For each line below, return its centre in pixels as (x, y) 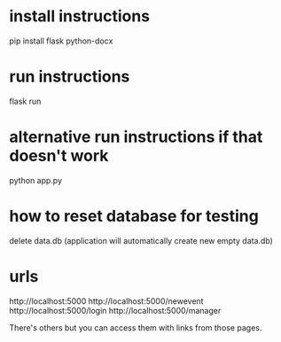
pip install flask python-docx (61, 41)
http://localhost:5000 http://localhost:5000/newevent (106, 301)
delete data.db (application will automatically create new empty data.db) (141, 240)
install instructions (80, 16)
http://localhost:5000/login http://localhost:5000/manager (115, 310)
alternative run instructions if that (136, 137)
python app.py (36, 180)
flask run (25, 101)
